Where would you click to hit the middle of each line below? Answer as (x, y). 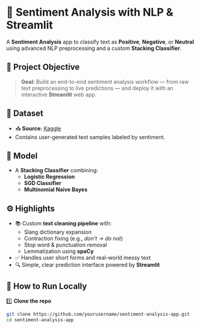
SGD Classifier (42, 183)
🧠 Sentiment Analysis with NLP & (90, 12)
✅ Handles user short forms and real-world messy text (83, 258)
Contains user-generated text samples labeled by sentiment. (90, 137)
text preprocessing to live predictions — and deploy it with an (97, 88)
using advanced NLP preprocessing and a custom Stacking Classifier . (94, 48)
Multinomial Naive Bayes (56, 190)
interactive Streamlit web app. (59, 94)
